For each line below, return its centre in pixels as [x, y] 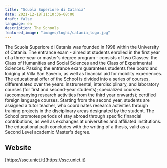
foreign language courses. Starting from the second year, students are [77, 100]
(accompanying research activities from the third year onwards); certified [81, 95]
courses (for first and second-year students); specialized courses [73, 90]
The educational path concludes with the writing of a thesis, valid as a [77, 127]
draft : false [19, 19]
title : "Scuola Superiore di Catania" [45, 10]
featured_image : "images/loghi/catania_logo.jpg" [58, 33]
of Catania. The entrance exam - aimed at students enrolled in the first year [83, 52]
